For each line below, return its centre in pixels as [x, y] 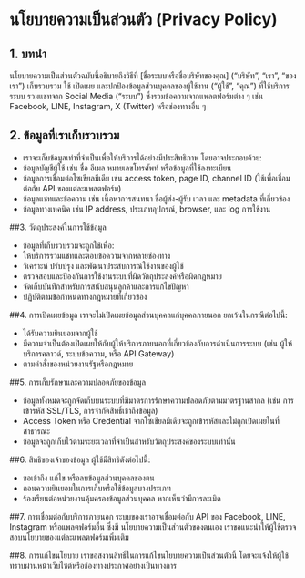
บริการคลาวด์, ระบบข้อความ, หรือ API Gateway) [98, 353]
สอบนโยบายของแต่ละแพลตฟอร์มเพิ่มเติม [69, 537]
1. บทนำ [28, 53]
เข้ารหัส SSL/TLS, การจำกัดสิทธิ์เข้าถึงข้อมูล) [90, 410]
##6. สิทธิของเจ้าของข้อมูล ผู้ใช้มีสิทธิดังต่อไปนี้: [80, 459]
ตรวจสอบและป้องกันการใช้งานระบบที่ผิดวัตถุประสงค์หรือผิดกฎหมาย [122, 276]
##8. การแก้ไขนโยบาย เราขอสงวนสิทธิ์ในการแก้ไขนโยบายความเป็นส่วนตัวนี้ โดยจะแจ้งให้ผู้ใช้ [149, 555]
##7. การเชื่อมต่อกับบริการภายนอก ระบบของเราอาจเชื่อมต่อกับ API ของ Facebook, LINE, [147, 516]
